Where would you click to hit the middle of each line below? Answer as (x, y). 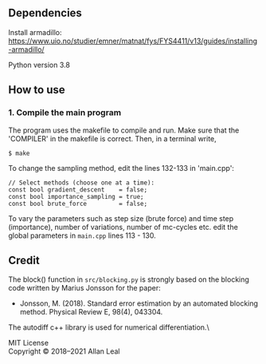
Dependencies (45, 13)
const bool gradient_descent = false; (78, 190)
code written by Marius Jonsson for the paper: (84, 288)
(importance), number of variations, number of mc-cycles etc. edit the (123, 227)
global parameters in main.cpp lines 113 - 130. (82, 235)
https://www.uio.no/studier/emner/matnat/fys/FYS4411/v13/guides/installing (133, 41)
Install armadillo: (35, 32)
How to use (37, 90)
